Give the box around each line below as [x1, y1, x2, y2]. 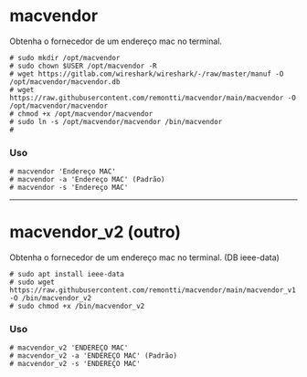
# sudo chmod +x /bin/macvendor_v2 [9, 302, 145, 311]
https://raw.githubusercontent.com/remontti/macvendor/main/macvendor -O [9, 93, 297, 102]
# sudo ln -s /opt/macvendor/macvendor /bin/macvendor [9, 117, 223, 126]
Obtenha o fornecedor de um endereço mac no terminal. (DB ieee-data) [9, 252, 281, 263]
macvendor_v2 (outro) [9, 222, 181, 243]
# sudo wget [9, 278, 55, 288]
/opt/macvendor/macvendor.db [9, 77, 121, 87]
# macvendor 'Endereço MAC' [9, 167, 117, 176]
